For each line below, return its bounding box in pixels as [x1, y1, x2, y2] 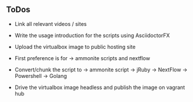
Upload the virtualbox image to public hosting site [14, 43, 136, 50]
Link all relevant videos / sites [14, 20, 87, 27]
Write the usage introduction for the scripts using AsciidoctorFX [14, 32, 170, 39]
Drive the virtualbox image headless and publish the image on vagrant [14, 84, 185, 91]
